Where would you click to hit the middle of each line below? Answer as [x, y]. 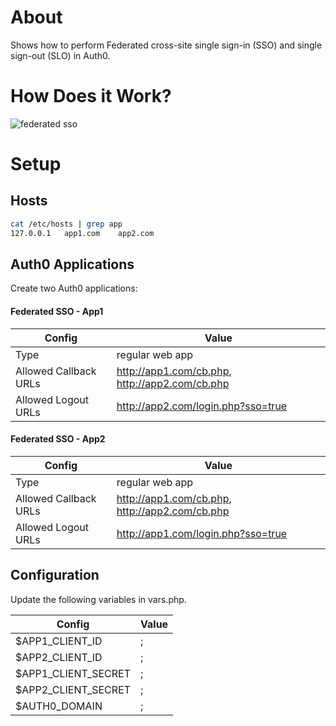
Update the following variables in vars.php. [98, 599]
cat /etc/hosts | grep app [66, 224]
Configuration [55, 575]
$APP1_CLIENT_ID [59, 641]
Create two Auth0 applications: [74, 288]
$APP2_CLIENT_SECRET [73, 689]
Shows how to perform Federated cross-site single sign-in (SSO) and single [166, 45]
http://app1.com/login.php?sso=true [202, 533]
